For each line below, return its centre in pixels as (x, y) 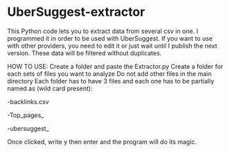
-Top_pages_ (26, 115)
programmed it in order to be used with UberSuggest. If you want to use (110, 38)
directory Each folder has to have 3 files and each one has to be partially (111, 81)
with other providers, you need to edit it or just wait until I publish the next (112, 45)
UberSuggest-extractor (76, 12)
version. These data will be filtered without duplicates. (85, 53)
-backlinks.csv (28, 101)
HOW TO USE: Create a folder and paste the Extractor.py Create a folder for (115, 66)
